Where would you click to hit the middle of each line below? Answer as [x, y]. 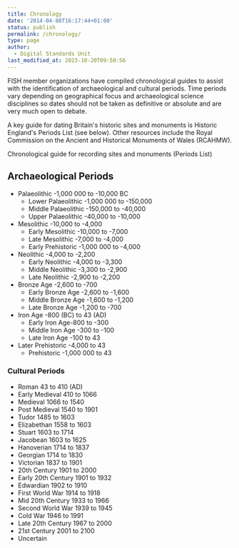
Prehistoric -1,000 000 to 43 [70, 352]
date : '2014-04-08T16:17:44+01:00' [60, 21]
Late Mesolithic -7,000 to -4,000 [76, 239]
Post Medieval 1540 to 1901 [58, 409]
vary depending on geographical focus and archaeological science [106, 96]
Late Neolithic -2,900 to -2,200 [74, 277]
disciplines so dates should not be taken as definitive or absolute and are [115, 103]
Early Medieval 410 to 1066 [57, 394]
